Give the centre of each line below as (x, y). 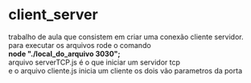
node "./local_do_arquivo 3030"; (64, 53)
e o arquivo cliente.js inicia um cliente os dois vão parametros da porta (125, 70)
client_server (53, 15)
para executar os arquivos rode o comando (80, 45)
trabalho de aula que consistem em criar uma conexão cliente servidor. (126, 37)
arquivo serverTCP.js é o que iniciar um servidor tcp (95, 62)
